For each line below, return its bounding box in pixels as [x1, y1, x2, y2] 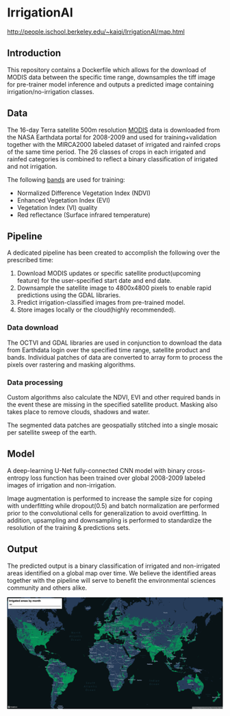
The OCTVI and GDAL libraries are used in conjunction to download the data [7, 338, 222, 347]
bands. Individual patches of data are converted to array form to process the [7, 353, 223, 361]
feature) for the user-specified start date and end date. [16, 277, 172, 285]
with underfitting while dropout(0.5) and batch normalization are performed [7, 501, 220, 509]
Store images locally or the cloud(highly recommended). [16, 305, 176, 314]
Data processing [7, 378, 64, 387]
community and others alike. [7, 584, 88, 592]
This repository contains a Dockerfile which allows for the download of [7, 65, 207, 73]
